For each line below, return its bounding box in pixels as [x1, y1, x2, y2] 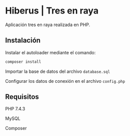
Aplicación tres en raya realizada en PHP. [5, 22, 90, 28]
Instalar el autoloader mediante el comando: [5, 49, 96, 55]
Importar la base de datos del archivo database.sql [5, 68, 110, 74]
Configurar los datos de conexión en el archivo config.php [5, 78, 125, 84]
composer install [5, 59, 41, 64]
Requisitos [5, 93, 39, 101]
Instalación [5, 36, 41, 45]
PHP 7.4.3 [5, 106, 25, 112]
